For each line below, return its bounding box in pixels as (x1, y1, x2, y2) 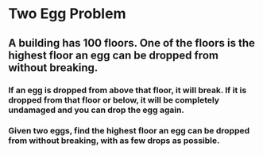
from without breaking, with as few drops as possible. (8, 135, 220, 146)
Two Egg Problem (8, 5, 126, 23)
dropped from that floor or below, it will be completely (8, 94, 220, 105)
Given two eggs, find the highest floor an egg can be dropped (8, 126, 250, 137)
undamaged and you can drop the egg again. (8, 104, 185, 115)
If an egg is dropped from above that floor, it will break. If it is (8, 85, 247, 96)
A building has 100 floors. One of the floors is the (8, 36, 256, 50)
